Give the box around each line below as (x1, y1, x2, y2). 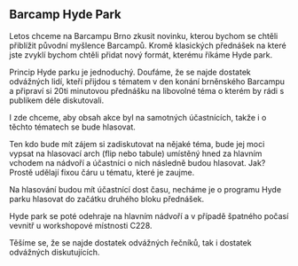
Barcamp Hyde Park (9, 7, 122, 22)
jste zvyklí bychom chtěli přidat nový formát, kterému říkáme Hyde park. (9, 49, 273, 60)
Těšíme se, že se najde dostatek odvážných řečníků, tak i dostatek (9, 237, 252, 247)
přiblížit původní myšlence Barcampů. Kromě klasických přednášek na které (9, 40, 286, 51)
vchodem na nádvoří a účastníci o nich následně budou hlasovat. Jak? (9, 157, 266, 168)
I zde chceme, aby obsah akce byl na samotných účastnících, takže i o (9, 112, 267, 122)
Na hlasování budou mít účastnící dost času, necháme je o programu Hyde (9, 184, 282, 194)
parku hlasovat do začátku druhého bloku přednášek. (9, 193, 205, 204)
